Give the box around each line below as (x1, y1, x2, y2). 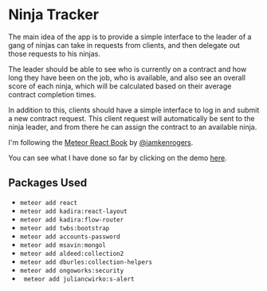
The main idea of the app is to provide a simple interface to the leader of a (8, 32, 252, 41)
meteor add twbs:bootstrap (19, 224, 110, 232)
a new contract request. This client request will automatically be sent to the (8, 113, 255, 123)
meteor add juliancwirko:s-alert (23, 275, 135, 283)
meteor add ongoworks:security (19, 266, 124, 274)
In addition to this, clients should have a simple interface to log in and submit (8, 105, 260, 115)
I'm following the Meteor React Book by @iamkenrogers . (8, 137, 194, 147)
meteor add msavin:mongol (19, 241, 106, 249)
